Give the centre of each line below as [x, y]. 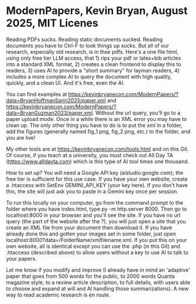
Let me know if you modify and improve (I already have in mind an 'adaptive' [98, 270]
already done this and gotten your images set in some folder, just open [91, 234]
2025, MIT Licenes [52, 23]
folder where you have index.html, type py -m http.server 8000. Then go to [97, 209]
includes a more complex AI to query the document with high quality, [89, 77]
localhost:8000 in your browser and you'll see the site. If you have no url [93, 215]
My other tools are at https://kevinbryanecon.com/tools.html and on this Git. [97, 149]
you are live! [21, 137]
